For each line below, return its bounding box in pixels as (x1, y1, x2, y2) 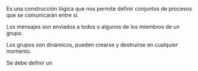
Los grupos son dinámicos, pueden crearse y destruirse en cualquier (6, 42, 179, 48)
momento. (6, 48, 32, 55)
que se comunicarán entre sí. (6, 11, 79, 19)
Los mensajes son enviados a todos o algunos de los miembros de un (6, 23, 180, 30)
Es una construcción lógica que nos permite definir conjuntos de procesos (6, 5, 193, 12)
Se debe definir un (6, 60, 53, 66)
